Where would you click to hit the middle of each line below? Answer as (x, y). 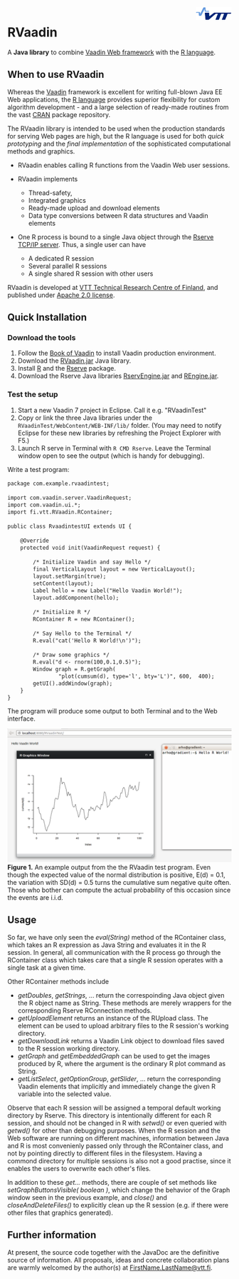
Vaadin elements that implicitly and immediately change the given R (116, 1086)
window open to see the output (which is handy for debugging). (111, 456)
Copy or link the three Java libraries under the (85, 418)
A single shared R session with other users (91, 274)
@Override (35, 541)
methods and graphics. (41, 151)
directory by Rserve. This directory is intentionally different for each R (110, 1115)
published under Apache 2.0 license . (61, 295)
